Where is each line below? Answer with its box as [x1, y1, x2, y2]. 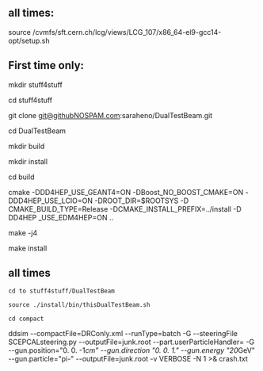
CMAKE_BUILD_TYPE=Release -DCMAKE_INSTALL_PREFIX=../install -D [8, 204, 242, 213]
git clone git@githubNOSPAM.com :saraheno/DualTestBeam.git [8, 110, 213, 120]
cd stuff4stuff [8, 95, 53, 105]
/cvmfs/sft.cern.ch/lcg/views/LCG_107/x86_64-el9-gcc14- [32, 27, 222, 36]
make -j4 [8, 228, 38, 237]
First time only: [8, 59, 85, 72]
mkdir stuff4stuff [8, 79, 63, 90]
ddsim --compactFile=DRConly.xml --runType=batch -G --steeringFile [8, 329, 238, 338]
